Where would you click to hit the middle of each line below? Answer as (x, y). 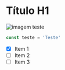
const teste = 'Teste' (33, 37)
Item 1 (21, 48)
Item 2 (22, 55)
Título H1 (28, 11)
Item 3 (22, 62)
